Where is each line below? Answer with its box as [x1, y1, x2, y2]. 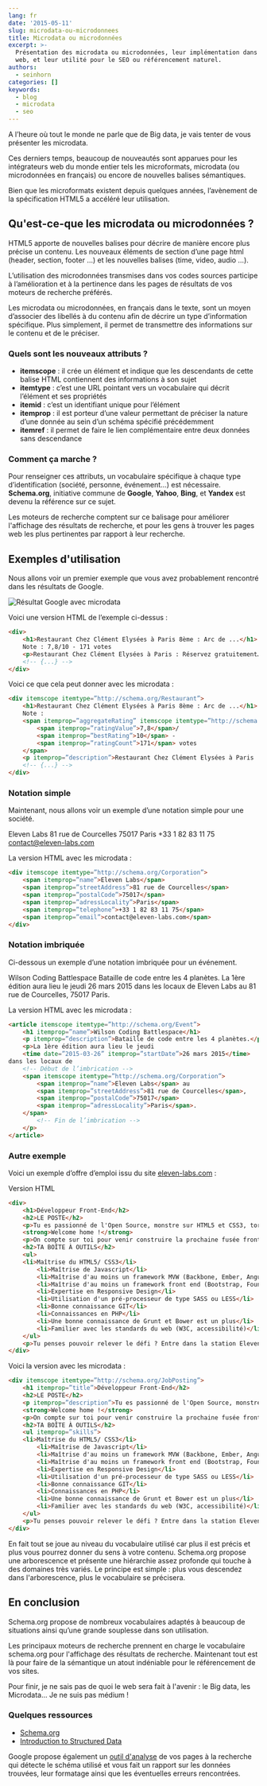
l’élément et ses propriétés [19, 391, 107, 402]
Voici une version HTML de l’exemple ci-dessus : [8, 613, 168, 623]
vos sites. [8, 1666, 40, 1675]
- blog [15, 93, 37, 101]
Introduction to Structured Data [19, 1736, 122, 1745]
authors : [8, 64, 37, 72]
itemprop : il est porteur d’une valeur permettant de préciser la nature [19, 409, 249, 418]
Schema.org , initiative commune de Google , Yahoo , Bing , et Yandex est [8, 488, 246, 498]
